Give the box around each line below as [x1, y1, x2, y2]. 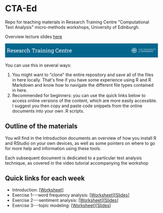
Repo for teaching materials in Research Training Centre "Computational [5, 19, 149, 25]
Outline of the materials [5, 122, 78, 131]
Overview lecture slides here [5, 34, 62, 39]
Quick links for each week [5, 174, 85, 182]
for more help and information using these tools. [5, 145, 101, 151]
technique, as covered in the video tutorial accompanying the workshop [5, 160, 149, 166]
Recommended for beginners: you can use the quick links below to [12, 92, 146, 98]
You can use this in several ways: [5, 62, 72, 68]
